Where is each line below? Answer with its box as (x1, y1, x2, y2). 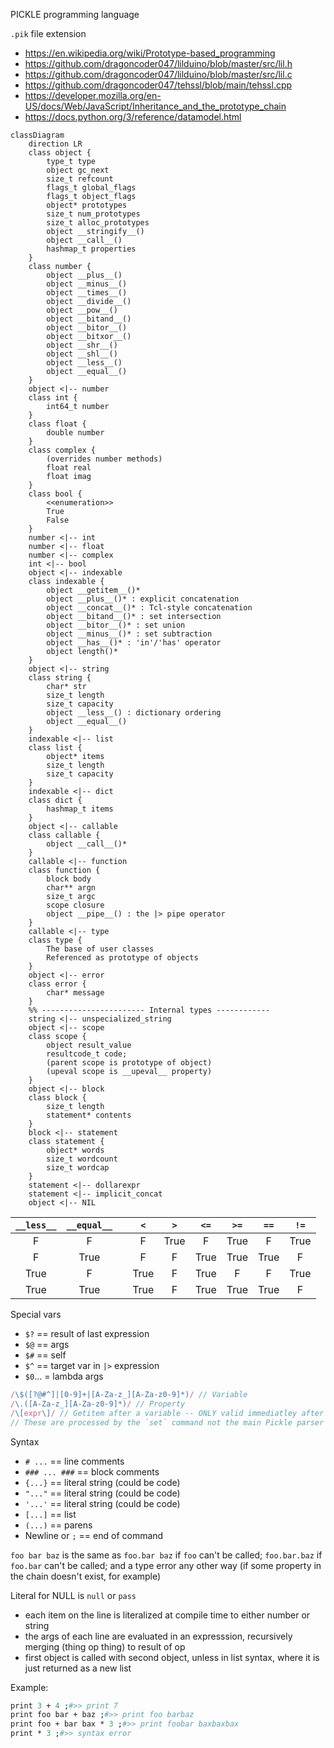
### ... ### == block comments (24, 1465, 160, 1478)
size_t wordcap (46, 1163, 110, 1173)
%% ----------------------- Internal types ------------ (28, 1005, 271, 1015)
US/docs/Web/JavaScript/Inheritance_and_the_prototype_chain (24, 100, 287, 112)
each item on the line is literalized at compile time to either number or (24, 1609, 311, 1621)
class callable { (28, 830, 101, 840)
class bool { (28, 489, 83, 499)
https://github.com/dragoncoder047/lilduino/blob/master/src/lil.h (24, 58, 293, 69)
